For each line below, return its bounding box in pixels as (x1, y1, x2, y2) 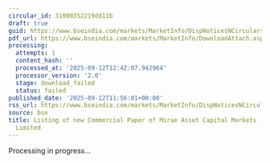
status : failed (15, 86, 67, 95)
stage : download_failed (15, 79, 95, 87)
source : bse (8, 109, 48, 117)
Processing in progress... (8, 145, 91, 155)
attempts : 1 (15, 49, 56, 57)
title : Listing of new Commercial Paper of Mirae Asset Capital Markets (8, 116, 257, 124)
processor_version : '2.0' (15, 71, 103, 79)
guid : (8, 26, 27, 35)
